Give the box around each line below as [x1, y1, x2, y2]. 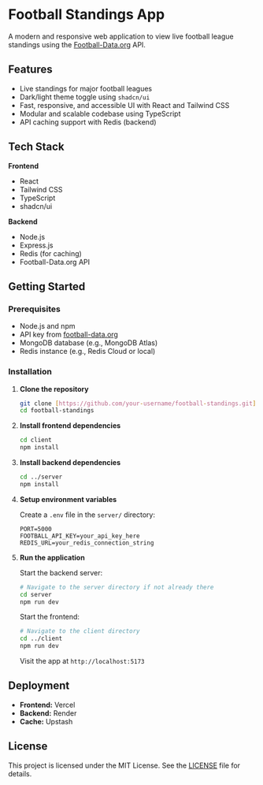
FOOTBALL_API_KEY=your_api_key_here [19, 532, 140, 540]
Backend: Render [19, 708, 77, 718]
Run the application [19, 552, 85, 562]
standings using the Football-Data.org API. [8, 39, 146, 49]
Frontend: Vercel [19, 700, 76, 709]
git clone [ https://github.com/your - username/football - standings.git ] [19, 400, 257, 407]
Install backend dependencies [19, 458, 120, 467]
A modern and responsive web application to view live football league [8, 32, 234, 41]
